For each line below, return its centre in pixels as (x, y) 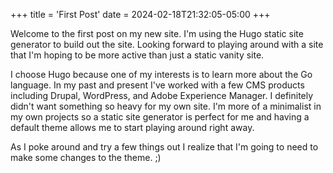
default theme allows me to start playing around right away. (132, 127)
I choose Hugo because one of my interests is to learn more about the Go (161, 74)
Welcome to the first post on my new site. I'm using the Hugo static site (157, 33)
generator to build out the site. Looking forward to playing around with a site (167, 44)
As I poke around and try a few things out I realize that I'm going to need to (164, 147)
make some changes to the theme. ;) (86, 157)
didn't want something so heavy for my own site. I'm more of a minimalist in (166, 106)
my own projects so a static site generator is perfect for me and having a (160, 117)
